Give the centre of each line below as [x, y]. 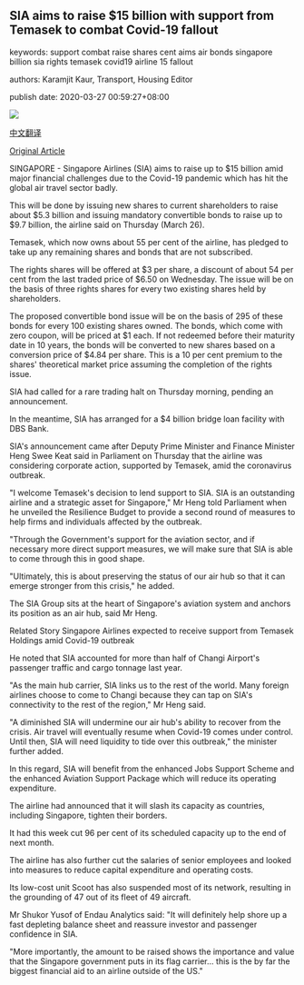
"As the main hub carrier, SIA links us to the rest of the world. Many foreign [149, 685]
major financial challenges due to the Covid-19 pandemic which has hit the [149, 178]
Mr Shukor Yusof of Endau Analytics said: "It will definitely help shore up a [148, 914]
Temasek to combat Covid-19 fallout [114, 30]
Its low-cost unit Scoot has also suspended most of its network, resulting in [151, 887]
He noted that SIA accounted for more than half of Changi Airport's [135, 658]
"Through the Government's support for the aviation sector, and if [132, 539]
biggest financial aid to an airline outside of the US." [107, 970]
